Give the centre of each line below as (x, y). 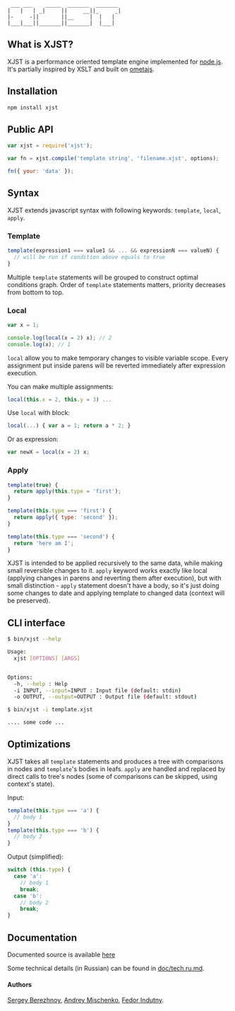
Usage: (17, 652)
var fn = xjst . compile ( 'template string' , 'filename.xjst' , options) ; (113, 159)
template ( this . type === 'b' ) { (53, 830)
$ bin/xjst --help (34, 639)
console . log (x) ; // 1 (39, 344)
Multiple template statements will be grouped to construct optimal (103, 277)
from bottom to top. (36, 292)
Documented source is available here (61, 955)
